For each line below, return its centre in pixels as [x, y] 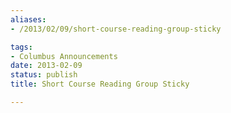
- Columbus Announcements [64, 56]
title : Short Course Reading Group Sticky [100, 84]
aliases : [28, 19]
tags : [21, 47]
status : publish [44, 75]
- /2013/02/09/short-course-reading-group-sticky [116, 29]
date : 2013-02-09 [46, 66]
